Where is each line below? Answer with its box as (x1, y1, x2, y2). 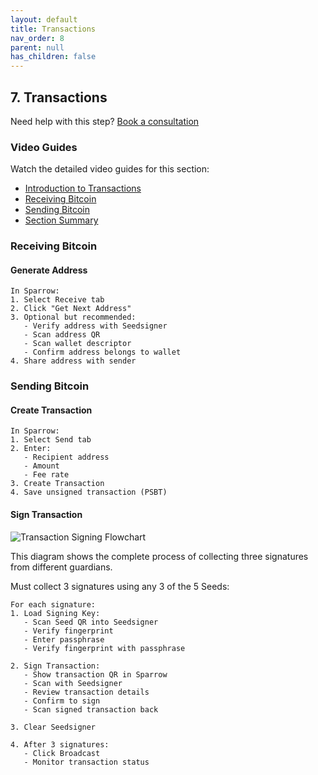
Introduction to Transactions (24, 182, 142, 195)
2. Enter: (10, 444, 52, 454)
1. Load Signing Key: (10, 608, 101, 618)
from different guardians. (10, 561, 113, 573)
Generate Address (10, 264, 88, 276)
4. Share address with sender (10, 356, 137, 366)
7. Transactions (10, 89, 108, 106)
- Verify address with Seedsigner (23, 321, 168, 331)
